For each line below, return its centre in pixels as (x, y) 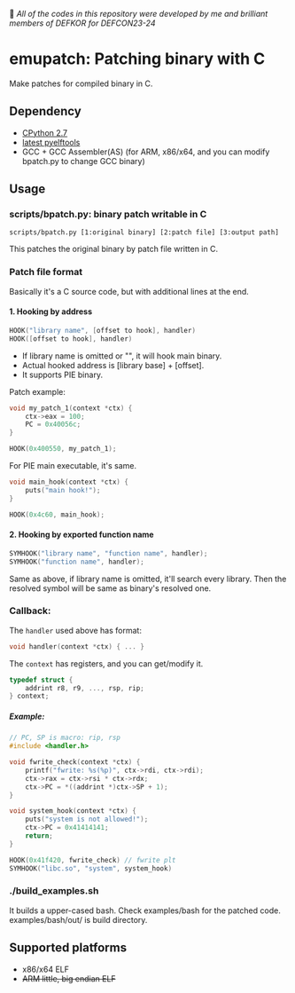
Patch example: (38, 391)
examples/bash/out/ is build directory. (78, 919)
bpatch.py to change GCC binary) (84, 161)
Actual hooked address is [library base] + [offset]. (113, 365)
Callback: (30, 611)
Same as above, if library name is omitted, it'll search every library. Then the (148, 579)
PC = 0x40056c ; (53, 425)
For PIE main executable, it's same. (73, 466)
